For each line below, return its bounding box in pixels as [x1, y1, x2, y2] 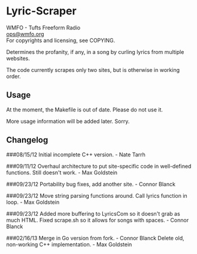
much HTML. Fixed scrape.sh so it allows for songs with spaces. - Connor [6, 216, 189, 223]
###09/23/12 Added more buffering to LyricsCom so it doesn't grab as [6, 210, 181, 217]
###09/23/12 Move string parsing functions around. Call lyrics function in [6, 192, 187, 199]
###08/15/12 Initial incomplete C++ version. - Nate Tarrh [6, 151, 146, 158]
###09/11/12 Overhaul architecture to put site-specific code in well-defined [6, 162, 192, 170]
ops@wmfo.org [6, 30, 44, 37]
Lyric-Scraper [6, 4, 77, 18]
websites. [6, 55, 30, 62]
